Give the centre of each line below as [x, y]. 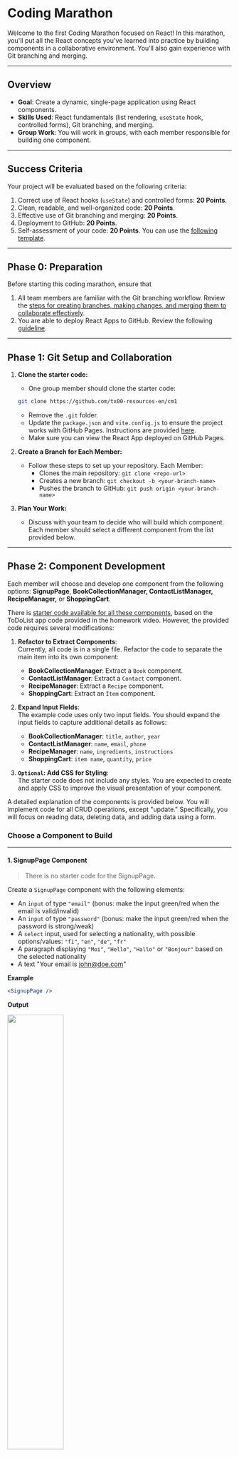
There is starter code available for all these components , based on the [110, 612]
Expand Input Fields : [48, 707]
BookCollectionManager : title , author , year [94, 736]
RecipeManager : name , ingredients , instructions [101, 751]
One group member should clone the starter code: [102, 389]
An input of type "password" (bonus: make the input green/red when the [123, 919]
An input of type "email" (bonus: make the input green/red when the [118, 903]
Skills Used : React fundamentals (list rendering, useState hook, [111, 117]
